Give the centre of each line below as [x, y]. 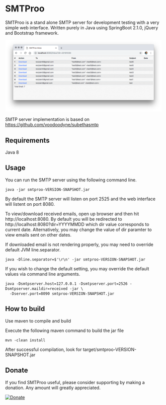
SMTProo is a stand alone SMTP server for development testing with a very [82, 22]
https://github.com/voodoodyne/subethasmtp [52, 125]
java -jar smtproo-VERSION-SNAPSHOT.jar [48, 189]
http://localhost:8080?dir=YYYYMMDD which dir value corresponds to [77, 224]
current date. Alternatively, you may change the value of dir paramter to [79, 230]
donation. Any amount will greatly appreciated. [53, 388]
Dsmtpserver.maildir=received [37, 289]
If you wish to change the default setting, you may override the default [77, 268]
